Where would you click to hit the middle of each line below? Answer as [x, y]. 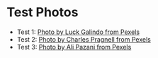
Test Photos [43, 12]
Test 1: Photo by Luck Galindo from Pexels [78, 32]
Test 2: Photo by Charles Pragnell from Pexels [84, 39]
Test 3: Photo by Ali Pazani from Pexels [74, 47]
